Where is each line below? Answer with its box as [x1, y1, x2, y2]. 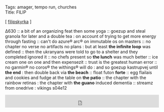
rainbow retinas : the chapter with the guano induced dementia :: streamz [5, 80, 153, 86]
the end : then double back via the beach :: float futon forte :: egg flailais [5, 70, 152, 75]
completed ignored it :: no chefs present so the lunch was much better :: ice [5, 54, 158, 60]
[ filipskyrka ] [5, 19, 32, 24]
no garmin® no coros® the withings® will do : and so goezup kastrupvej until [5, 64, 158, 70]
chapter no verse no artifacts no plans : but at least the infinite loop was [5, 44, 151, 49]
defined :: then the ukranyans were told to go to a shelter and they [5, 49, 138, 55]
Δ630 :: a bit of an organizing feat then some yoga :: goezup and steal [5, 28, 145, 34]
